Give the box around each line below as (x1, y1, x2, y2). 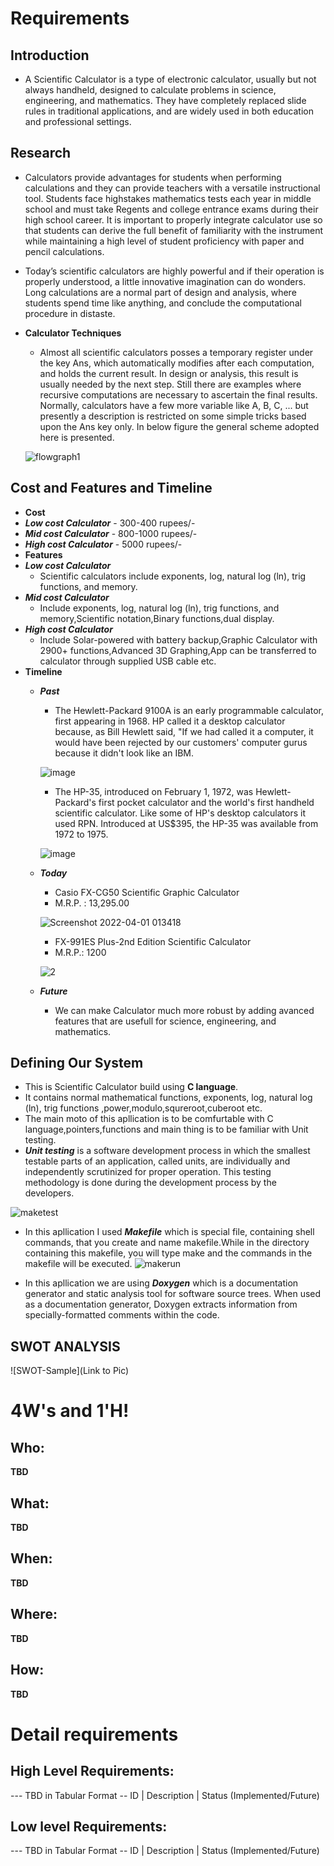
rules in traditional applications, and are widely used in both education (24, 105, 314, 117)
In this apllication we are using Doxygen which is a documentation (24, 1277, 299, 1289)
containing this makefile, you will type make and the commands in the (24, 1247, 313, 1259)
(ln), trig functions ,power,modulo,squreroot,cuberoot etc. (24, 1102, 263, 1114)
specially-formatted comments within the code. (24, 1309, 220, 1321)
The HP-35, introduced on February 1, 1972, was (54, 785, 254, 797)
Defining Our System (10, 1055, 144, 1072)
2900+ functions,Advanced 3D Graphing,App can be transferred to (39, 644, 317, 656)
